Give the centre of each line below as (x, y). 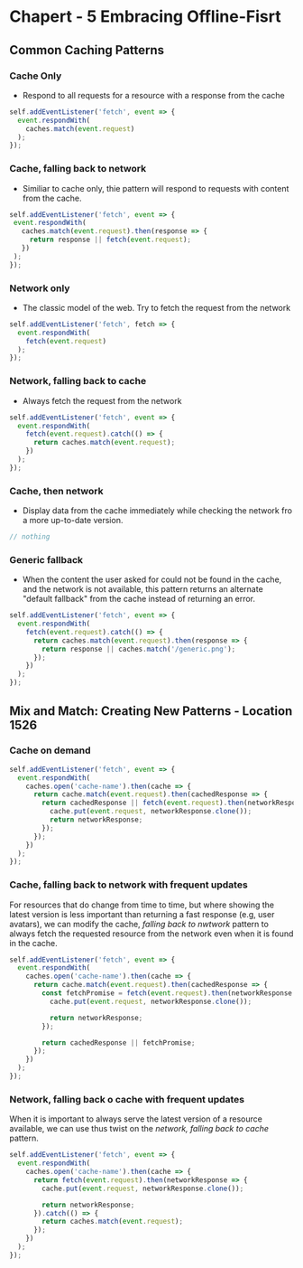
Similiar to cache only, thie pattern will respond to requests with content (156, 188)
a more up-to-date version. (73, 521)
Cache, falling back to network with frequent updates (129, 885)
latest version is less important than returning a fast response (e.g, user (142, 914)
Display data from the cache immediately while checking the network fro (157, 511)
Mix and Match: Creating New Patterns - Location (151, 711)
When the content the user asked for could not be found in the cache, (152, 579)
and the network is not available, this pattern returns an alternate (142, 589)
